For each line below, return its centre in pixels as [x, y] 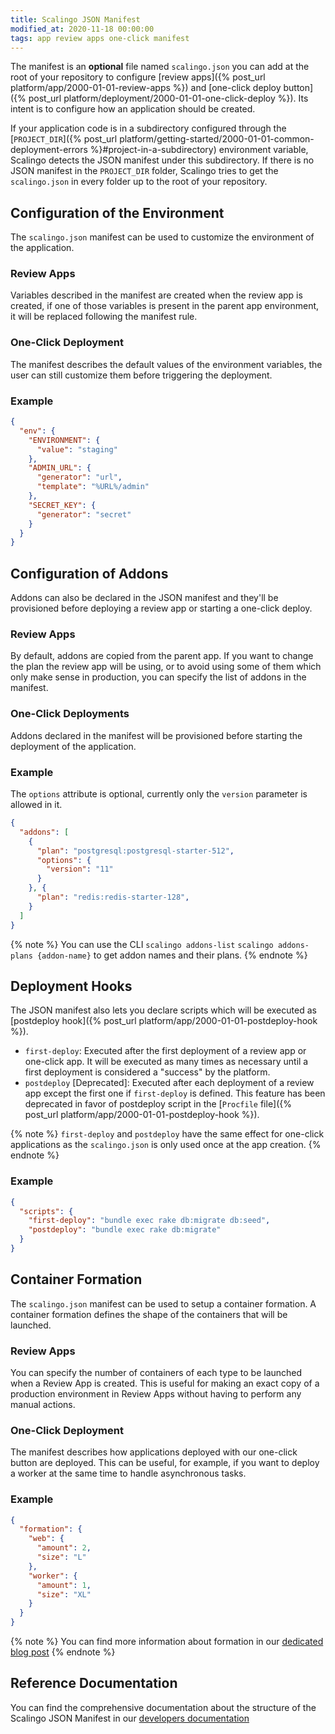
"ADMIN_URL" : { [60, 468]
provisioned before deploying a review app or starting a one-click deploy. [161, 608]
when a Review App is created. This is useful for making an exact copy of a [165, 1383]
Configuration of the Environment [117, 212]
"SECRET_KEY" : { [62, 505]
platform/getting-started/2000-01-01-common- [217, 139]
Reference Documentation [94, 1683]
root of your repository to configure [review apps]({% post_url [138, 77]
